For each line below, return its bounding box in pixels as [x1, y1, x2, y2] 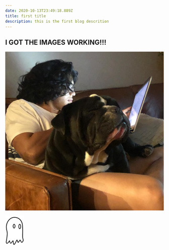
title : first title [5, 13, 46, 19]
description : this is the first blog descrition [5, 19, 109, 24]
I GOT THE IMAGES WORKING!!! [5, 38, 107, 46]
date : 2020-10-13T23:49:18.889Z [5, 8, 73, 13]
